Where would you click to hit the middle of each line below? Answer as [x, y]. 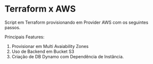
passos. [12, 27]
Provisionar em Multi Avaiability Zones [50, 46]
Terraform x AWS [40, 9]
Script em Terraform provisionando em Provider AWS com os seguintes [76, 22]
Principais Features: [25, 37]
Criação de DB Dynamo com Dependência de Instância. [68, 56]
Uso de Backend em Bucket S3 [43, 51]
